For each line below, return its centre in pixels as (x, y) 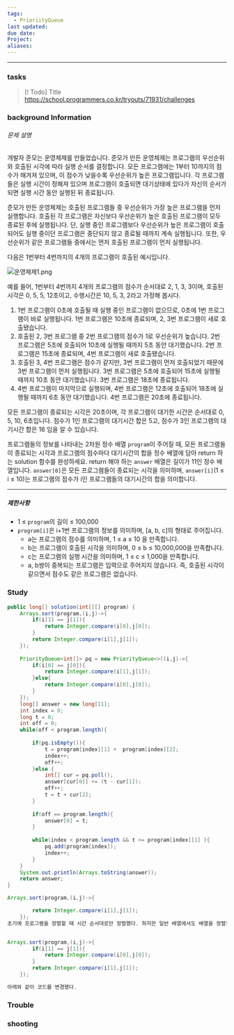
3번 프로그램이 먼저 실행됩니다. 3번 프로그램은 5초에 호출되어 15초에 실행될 (119, 371)
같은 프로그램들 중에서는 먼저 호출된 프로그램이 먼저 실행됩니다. (117, 242)
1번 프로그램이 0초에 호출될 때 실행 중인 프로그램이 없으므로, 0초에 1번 (112, 310)
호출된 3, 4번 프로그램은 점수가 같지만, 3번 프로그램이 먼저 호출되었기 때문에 (120, 362)
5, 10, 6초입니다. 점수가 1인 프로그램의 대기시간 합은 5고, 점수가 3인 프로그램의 (113, 421)
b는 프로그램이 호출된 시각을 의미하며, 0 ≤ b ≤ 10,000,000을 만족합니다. (126, 548)
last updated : (28, 26)
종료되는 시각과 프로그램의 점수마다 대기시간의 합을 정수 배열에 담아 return (115, 453)
